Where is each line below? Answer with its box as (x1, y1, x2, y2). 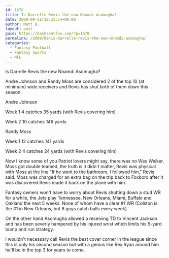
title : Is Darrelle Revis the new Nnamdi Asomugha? (5, 12, 117, 17)
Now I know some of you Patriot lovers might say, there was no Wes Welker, (5, 158, 164, 164)
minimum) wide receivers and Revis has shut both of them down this (5, 84, 149, 90)
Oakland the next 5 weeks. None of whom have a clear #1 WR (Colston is (5, 200, 158, 206)
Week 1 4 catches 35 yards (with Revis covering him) (5, 109, 116, 115)
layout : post (5, 26, 33, 31)
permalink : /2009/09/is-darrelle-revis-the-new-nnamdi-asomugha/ (5, 36, 146, 41)
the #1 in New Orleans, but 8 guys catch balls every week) (5, 206, 127, 212)
